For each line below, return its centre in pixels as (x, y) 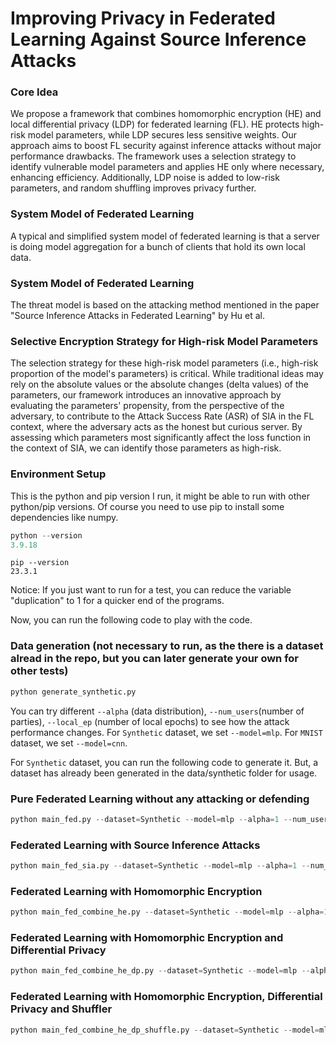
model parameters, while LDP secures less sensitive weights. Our (162, 135)
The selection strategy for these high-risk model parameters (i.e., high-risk (164, 363)
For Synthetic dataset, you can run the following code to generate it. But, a (164, 762)
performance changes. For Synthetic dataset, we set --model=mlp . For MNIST (166, 732)
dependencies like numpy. (64, 517)
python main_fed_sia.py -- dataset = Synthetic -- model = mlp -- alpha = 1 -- (160, 866)
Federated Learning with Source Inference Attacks (135, 845)
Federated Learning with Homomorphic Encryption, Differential (166, 997)
